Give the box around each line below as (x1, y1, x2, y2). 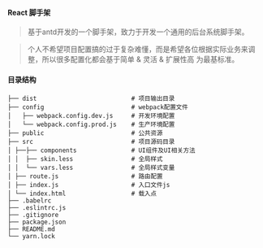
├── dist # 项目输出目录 (7, 94, 175, 103)
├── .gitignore (7, 211, 59, 220)
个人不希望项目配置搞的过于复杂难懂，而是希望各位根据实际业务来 (27, 45, 248, 54)
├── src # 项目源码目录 (7, 138, 175, 146)
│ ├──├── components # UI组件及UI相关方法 (7, 146, 196, 154)
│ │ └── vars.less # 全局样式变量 (7, 163, 175, 172)
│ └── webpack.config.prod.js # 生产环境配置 (7, 120, 175, 129)
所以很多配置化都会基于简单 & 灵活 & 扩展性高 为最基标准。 (41, 54, 239, 64)
